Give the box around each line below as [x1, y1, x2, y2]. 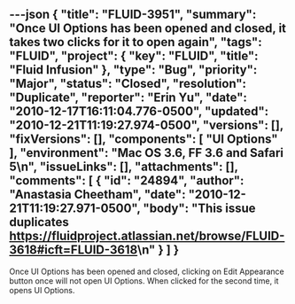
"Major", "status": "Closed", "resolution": [9, 76, 246, 91]
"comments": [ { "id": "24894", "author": [9, 173, 245, 189]
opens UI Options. [9, 285, 75, 295]
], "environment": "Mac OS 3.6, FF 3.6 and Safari [9, 145, 284, 160]
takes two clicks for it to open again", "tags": [9, 35, 263, 50]
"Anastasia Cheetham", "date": [9, 187, 186, 202]
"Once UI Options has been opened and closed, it [9, 21, 286, 36]
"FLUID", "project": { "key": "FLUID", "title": [9, 49, 259, 64]
